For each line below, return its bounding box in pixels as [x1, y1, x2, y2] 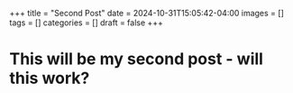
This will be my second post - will [9, 49, 264, 70]
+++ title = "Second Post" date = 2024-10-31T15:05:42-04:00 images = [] [9, 8, 284, 18]
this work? [9, 68, 90, 88]
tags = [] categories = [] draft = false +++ [9, 17, 164, 28]
